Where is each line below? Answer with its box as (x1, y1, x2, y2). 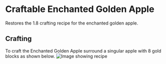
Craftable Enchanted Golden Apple (5, 3, 154, 15)
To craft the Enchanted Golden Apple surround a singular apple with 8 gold (5, 47, 161, 53)
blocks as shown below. (5, 53, 55, 59)
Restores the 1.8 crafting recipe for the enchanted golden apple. (5, 20, 138, 26)
